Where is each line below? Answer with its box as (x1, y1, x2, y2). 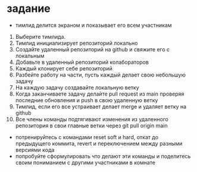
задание (7, 2, 51, 16)
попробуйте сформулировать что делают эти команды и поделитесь (15, 152, 191, 159)
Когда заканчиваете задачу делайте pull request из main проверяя (15, 90, 185, 97)
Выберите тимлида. (15, 33, 66, 40)
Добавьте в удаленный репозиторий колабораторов (15, 59, 149, 66)
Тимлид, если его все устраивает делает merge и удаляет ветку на (15, 103, 187, 110)
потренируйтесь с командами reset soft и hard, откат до (15, 133, 159, 140)
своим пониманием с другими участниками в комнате (15, 159, 155, 166)
